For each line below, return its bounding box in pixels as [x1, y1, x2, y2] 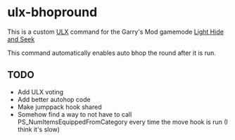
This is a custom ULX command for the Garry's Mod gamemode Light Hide [7, 27, 224, 36]
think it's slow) [17, 125, 60, 134]
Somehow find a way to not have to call [17, 110, 132, 118]
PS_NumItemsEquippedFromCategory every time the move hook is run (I [17, 117, 229, 126]
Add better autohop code [17, 95, 91, 103]
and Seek [7, 34, 35, 43]
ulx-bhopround [7, 4, 98, 20]
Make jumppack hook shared [17, 103, 102, 111]
